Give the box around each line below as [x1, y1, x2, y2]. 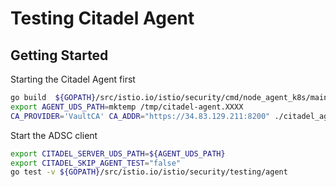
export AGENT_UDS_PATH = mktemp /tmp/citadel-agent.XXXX [10, 102, 244, 112]
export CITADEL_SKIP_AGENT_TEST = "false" [10, 158, 182, 168]
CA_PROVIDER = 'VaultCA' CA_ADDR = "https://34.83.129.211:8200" [10, 111, 271, 121]
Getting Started [10, 47, 109, 64]
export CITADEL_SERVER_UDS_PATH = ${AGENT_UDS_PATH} [10, 148, 226, 159]
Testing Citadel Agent [10, 7, 195, 30]
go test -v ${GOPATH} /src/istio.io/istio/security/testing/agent [10, 167, 288, 177]
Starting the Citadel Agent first [10, 73, 136, 85]
